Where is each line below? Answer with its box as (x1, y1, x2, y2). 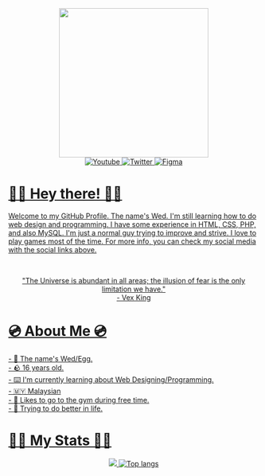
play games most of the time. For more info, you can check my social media (8, 236, 256, 246)
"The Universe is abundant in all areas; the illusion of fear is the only (21, 275, 246, 285)
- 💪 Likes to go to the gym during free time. (8, 395, 150, 404)
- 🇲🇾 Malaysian (8, 386, 61, 396)
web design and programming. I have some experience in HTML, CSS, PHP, (8, 219, 256, 229)
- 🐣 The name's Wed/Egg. (8, 353, 93, 363)
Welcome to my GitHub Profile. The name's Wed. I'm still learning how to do (8, 211, 257, 220)
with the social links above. (8, 244, 97, 254)
